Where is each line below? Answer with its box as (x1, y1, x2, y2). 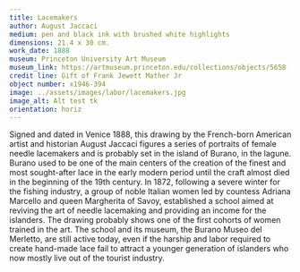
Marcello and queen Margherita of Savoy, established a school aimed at (9, 196, 274, 207)
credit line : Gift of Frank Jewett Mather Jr (9, 72, 182, 81)
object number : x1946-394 (9, 80, 106, 89)
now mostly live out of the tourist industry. (9, 252, 165, 264)
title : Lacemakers (9, 13, 78, 22)
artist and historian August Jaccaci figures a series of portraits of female (9, 139, 278, 149)
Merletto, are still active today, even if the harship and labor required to (9, 234, 271, 244)
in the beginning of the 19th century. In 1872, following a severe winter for (9, 176, 280, 188)
